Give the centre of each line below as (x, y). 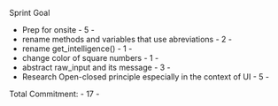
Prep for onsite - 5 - (58, 30)
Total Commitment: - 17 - (54, 94)
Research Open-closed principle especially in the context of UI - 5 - (146, 77)
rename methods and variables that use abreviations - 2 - (127, 39)
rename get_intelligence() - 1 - (77, 49)
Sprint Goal (30, 13)
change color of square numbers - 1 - (90, 58)
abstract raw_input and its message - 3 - (96, 67)
